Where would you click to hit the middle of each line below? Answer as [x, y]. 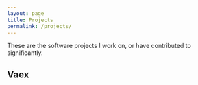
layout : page [26, 13]
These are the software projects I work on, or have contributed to [99, 46]
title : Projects [30, 20]
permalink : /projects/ [39, 26]
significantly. [25, 53]
